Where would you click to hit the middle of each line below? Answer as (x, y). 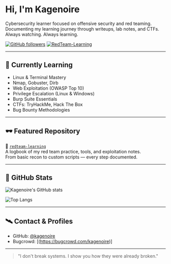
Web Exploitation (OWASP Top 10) (48, 88)
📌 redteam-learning (26, 146)
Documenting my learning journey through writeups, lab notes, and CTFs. (82, 29)
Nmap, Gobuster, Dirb (35, 83)
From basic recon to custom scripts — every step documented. (72, 157)
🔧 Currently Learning (39, 65)
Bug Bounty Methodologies (41, 110)
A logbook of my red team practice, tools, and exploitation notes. (73, 151)
